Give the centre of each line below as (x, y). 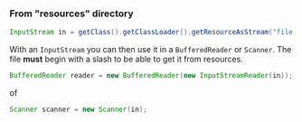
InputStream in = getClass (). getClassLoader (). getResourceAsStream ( (141, 33)
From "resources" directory (71, 14)
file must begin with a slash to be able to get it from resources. (127, 59)
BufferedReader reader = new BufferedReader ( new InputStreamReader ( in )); (151, 76)
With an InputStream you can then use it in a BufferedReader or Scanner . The (151, 50)
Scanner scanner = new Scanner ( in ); (78, 110)
